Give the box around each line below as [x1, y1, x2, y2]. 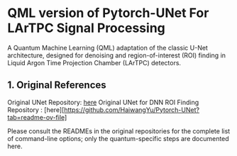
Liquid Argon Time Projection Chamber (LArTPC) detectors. [7, 58, 182, 67]
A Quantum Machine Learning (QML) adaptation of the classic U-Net [7, 43, 208, 52]
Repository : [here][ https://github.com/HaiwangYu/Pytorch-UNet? [7, 105, 200, 114]
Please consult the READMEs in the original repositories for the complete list [7, 126, 231, 135]
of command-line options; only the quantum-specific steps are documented [7, 134, 229, 143]
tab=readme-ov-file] [7, 113, 67, 121]
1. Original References [7, 79, 106, 91]
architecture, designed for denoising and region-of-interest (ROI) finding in [7, 51, 226, 60]
